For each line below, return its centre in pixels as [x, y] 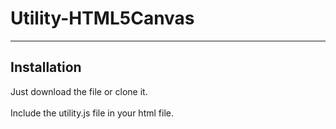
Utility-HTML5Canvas [102, 18]
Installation [46, 67]
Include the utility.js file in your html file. [92, 113]
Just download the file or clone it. [79, 91]
